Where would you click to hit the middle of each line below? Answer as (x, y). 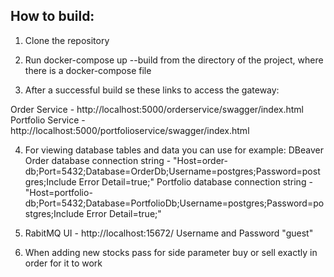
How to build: (52, 16)
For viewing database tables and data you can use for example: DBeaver (174, 150)
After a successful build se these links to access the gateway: (152, 90)
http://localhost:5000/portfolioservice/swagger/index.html (130, 130)
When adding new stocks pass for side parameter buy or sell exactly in (171, 252)
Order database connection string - (98, 160)
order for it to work (63, 263)
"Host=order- (200, 160)
